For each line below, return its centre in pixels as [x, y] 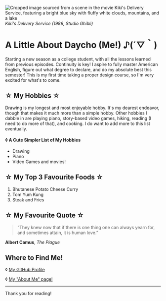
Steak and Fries [28, 200]
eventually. [16, 128]
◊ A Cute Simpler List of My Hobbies [43, 140]
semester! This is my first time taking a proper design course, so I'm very [80, 75]
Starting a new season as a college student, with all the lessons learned [78, 59]
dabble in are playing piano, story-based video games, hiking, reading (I [78, 118]
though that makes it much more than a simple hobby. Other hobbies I [76, 113]
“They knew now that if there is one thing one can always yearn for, [86, 227]
